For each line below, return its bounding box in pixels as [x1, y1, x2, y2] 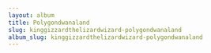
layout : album [8, 11, 55, 19]
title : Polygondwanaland [8, 19, 90, 26]
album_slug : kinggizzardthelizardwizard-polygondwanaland [8, 33, 203, 41]
